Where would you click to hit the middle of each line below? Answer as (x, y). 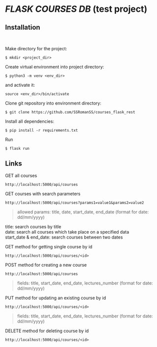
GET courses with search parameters (43, 194)
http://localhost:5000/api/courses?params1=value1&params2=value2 (75, 203)
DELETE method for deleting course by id (47, 331)
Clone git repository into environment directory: (53, 103)
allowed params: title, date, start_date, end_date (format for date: (83, 212)
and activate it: (20, 85)
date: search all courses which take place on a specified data (67, 232)
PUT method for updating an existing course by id (56, 298)
